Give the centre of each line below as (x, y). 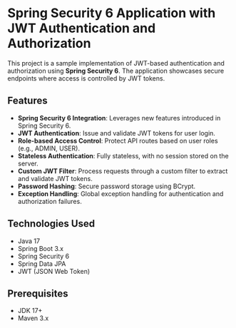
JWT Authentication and (82, 28)
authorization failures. (50, 201)
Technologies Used (51, 224)
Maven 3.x (33, 318)
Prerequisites (38, 293)
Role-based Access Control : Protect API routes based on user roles (118, 140)
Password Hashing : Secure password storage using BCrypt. (107, 186)
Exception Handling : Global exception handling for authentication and (120, 193)
